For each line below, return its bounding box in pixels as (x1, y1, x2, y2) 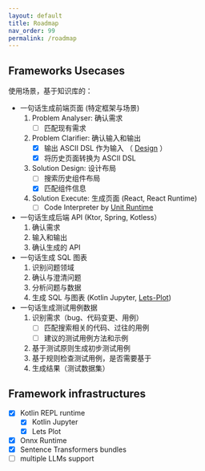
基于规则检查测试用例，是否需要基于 (31, 353, 152, 363)
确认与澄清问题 (31, 273, 82, 282)
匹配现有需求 (43, 124, 86, 133)
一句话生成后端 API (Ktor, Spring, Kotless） (19, 213, 162, 222)
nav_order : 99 (8, 26, 56, 35)
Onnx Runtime (19, 435, 67, 445)
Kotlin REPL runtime (19, 408, 86, 418)
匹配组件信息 (43, 184, 86, 193)
